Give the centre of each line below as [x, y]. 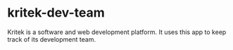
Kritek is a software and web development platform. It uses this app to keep [117, 32]
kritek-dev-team [56, 13]
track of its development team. [52, 39]
